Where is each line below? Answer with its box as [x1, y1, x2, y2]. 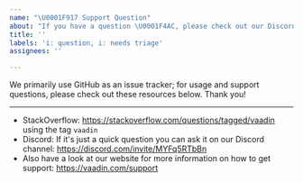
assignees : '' [9, 47, 63, 56]
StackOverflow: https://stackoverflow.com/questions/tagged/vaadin [22, 114, 275, 126]
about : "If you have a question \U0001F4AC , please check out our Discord [9, 22, 297, 31]
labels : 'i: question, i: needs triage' [9, 38, 164, 48]
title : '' [9, 30, 47, 39]
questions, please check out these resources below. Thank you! [9, 89, 246, 100]
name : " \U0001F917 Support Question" [9, 13, 151, 23]
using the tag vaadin [22, 124, 98, 135]
